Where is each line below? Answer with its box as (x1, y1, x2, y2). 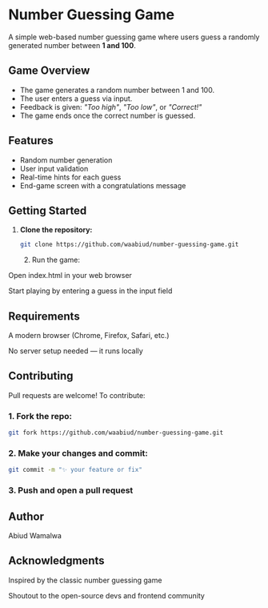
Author (8, 509, 44, 523)
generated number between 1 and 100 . (8, 40, 136, 50)
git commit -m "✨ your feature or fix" (8, 466, 142, 474)
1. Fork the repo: (8, 410, 72, 421)
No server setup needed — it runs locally (8, 346, 144, 356)
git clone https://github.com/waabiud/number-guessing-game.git (19, 240, 239, 249)
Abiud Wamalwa (8, 530, 62, 540)
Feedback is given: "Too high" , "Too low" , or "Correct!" (19, 102, 202, 111)
